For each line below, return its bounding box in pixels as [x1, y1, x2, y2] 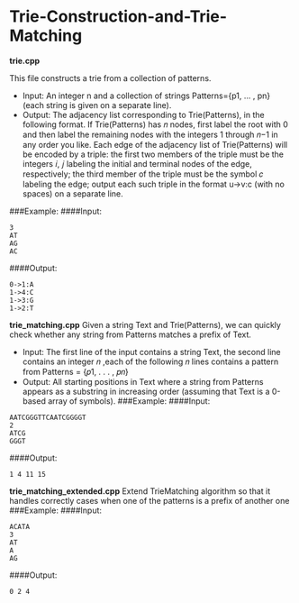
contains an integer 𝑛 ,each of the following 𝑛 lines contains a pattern [22, 356, 279, 367]
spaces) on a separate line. [22, 187, 123, 199]
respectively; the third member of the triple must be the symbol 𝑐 [22, 169, 264, 179]
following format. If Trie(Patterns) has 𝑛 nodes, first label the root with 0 [22, 119, 288, 130]
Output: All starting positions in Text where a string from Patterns [22, 376, 264, 387]
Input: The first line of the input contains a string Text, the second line [22, 346, 281, 357]
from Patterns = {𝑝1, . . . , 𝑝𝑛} [22, 366, 129, 377]
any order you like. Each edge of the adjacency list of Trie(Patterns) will [22, 139, 288, 150]
